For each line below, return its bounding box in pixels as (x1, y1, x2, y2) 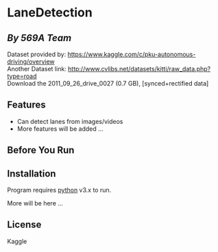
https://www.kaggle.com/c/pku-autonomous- (67, 50, 196, 58)
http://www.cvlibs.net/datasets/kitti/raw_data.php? (67, 65, 211, 73)
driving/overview (7, 58, 55, 66)
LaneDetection (7, 5, 93, 21)
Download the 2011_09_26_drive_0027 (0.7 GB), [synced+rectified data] (7, 79, 209, 87)
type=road (7, 72, 37, 80)
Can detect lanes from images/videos (16, 117, 123, 125)
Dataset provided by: (7, 50, 66, 58)
